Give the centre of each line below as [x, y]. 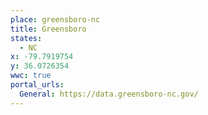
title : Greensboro [48, 29]
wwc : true [31, 76]
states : [26, 38]
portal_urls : [37, 85]
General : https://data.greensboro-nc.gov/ [109, 94]
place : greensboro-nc [55, 19]
